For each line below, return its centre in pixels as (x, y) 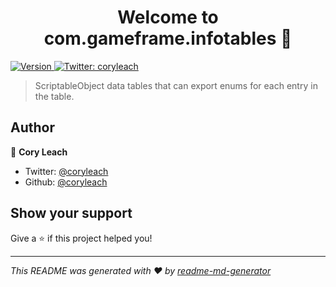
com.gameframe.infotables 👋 (168, 38)
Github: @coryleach (66, 182)
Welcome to (168, 17)
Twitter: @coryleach (66, 171)
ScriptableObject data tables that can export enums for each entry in (176, 85)
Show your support (71, 213)
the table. (54, 96)
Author (32, 127)
